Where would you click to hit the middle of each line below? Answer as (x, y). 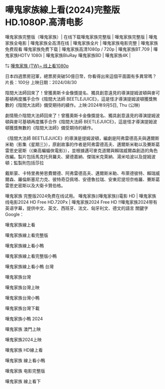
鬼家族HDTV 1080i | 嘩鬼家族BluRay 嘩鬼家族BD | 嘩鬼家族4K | (68, 55)
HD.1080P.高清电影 (44, 22)
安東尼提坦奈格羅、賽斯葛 (134, 179)
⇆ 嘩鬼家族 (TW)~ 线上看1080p (37, 66)
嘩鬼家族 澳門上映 (23, 329)
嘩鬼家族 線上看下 (23, 381)
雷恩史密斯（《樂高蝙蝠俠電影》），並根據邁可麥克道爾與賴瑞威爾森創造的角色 (82, 150)
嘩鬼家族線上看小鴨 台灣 (29, 266)
